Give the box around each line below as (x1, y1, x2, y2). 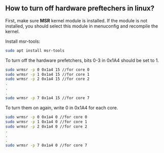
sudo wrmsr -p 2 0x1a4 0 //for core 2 (5, 124, 87, 129)
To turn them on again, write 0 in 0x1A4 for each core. (5, 104, 118, 111)
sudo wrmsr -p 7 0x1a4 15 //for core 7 (5, 95, 90, 101)
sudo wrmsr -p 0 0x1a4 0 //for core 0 (5, 114, 87, 119)
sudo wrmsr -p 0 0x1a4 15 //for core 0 (5, 67, 90, 72)
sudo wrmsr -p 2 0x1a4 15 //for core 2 (5, 76, 90, 82)
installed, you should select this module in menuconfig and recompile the (5, 23, 158, 29)
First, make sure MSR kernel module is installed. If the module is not (5, 17, 147, 23)
